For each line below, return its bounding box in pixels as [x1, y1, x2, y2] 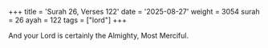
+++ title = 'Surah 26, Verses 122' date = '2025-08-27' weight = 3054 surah [8, 7, 260, 16]
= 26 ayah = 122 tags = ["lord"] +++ [8, 15, 127, 25]
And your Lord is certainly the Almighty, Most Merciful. [8, 31, 189, 40]
